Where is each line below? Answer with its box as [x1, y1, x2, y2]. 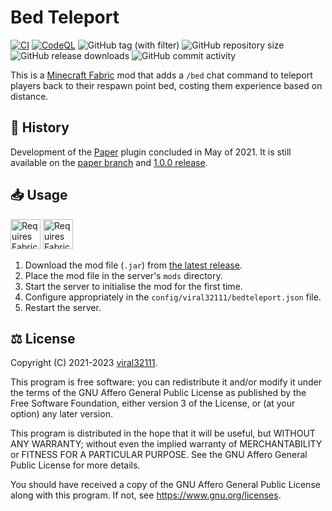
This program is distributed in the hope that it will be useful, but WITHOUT [10, 427, 316, 440]
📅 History [10, 119, 70, 136]
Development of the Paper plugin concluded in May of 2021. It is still [10, 146, 292, 158]
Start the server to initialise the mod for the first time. [24, 280, 243, 292]
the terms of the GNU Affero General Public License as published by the [10, 387, 307, 399]
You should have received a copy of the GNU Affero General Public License [10, 479, 321, 491]
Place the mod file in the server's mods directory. [24, 269, 223, 281]
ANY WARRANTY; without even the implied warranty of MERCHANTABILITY [10, 438, 323, 450]
